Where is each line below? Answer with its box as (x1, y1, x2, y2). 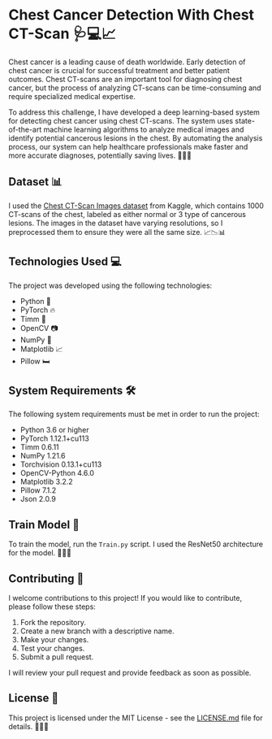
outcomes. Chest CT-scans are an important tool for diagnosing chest (8, 74, 242, 84)
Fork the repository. (19, 618, 87, 627)
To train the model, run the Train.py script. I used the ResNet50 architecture (8, 539, 264, 550)
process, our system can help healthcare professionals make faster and (8, 141, 248, 151)
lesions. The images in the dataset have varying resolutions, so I (8, 218, 223, 228)
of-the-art (8, 124, 42, 134)
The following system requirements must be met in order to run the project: (8, 409, 260, 419)
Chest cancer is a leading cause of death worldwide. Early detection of (8, 57, 246, 67)
